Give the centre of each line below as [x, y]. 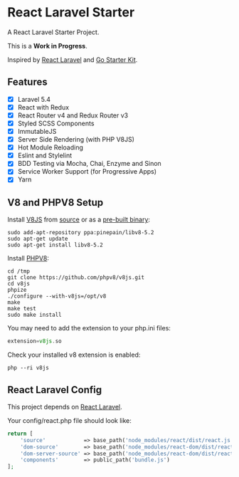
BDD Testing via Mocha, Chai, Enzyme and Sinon [89, 164]
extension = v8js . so [34, 341]
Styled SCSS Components [56, 123]
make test [22, 309]
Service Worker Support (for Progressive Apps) [87, 172]
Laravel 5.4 [34, 99]
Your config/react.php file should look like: [69, 420]
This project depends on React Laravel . [65, 407]
